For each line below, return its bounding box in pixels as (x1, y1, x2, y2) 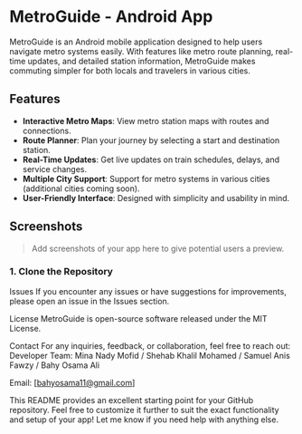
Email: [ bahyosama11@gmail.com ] (9, 377, 136, 388)
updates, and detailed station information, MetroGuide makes (27, 55, 256, 66)
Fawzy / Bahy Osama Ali (9, 360, 100, 371)
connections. (22, 125, 71, 136)
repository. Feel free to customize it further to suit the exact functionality (9, 404, 279, 415)
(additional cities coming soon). (22, 183, 140, 194)
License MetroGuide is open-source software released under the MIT (9, 313, 269, 323)
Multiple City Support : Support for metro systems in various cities (22, 173, 270, 184)
